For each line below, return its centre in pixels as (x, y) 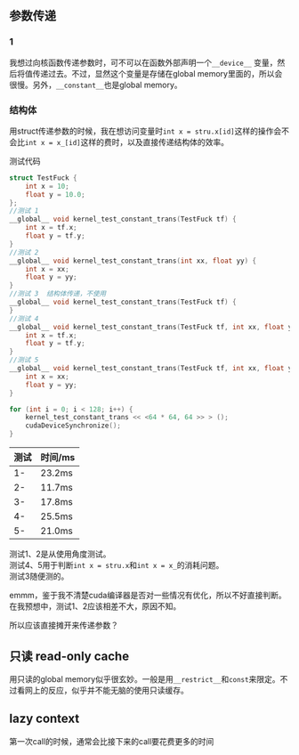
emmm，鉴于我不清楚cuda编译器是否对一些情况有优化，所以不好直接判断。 (148, 596)
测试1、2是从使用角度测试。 (60, 554)
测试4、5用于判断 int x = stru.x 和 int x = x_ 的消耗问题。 (117, 565)
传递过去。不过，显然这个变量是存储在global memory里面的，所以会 (158, 73)
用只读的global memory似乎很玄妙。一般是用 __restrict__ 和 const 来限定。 (145, 678)
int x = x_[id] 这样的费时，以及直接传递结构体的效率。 (127, 142)
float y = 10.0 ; (56, 194)
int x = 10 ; (47, 186)
